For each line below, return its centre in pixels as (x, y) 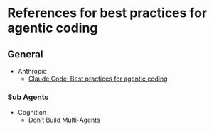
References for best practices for (107, 13)
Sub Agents (28, 97)
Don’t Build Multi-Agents (64, 120)
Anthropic (32, 71)
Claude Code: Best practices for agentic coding (98, 79)
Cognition (32, 113)
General (26, 54)
